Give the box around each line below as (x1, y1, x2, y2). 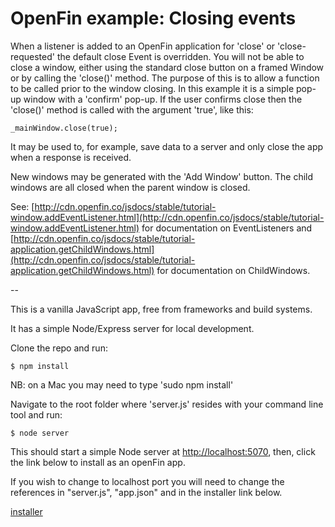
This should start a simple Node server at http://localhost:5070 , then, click (10, 445, 316, 457)
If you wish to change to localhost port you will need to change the (10, 475, 285, 487)
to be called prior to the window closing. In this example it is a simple (10, 82, 295, 94)
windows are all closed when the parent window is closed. (10, 181, 251, 193)
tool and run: (10, 408, 63, 421)
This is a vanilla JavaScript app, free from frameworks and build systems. (10, 303, 313, 315)
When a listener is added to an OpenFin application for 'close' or (10, 40, 276, 52)
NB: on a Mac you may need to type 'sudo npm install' (10, 378, 234, 391)
